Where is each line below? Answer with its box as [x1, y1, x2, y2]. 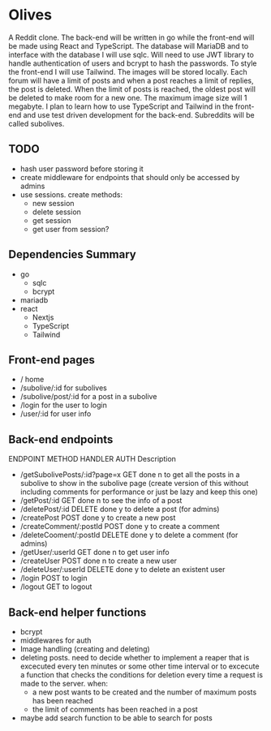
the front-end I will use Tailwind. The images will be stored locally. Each [8, 67, 247, 76]
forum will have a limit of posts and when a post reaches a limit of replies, [8, 75, 254, 85]
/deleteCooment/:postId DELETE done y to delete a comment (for [19, 530, 239, 540]
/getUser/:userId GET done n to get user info [19, 548, 170, 557]
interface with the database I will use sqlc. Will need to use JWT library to [8, 49, 254, 59]
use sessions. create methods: [19, 189, 123, 200]
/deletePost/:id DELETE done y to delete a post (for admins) [19, 505, 220, 514]
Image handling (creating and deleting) [19, 644, 150, 654]
